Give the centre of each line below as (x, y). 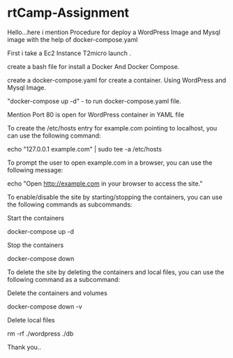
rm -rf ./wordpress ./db (40, 334)
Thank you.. (24, 347)
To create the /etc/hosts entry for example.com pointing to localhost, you (112, 128)
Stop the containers (36, 245)
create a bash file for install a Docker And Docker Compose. (93, 66)
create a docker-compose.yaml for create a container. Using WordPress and (117, 80)
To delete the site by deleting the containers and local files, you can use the (116, 272)
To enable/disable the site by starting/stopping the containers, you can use (115, 197)
